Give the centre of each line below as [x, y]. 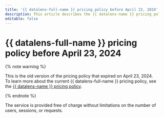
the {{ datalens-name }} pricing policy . [44, 86]
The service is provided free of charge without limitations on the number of [81, 105]
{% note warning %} [26, 67]
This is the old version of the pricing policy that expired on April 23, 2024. [79, 76]
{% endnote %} [21, 96]
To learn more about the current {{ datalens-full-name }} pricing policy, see [81, 81]
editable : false [21, 19]
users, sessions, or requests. [34, 111]
